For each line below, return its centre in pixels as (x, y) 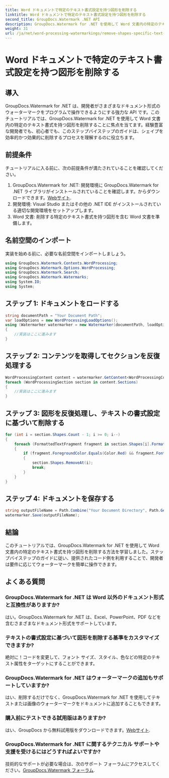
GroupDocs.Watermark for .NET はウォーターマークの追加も (79, 677)
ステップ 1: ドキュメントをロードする (62, 304)
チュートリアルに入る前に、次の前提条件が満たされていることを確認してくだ (84, 168)
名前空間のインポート (38, 240)
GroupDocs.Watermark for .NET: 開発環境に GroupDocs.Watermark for (86, 185)
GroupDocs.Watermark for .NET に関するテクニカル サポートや (82, 744)
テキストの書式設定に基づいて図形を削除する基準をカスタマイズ (82, 638)
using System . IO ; (23, 282)
